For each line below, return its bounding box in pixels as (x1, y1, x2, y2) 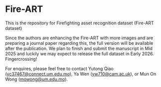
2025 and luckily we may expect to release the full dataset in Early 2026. (5, 51, 154, 57)
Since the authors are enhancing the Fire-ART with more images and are (5, 35, 153, 41)
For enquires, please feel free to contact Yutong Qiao (5, 66, 114, 72)
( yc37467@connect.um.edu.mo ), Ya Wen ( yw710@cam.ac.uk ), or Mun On (5, 71, 157, 77)
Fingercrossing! (5, 56, 37, 62)
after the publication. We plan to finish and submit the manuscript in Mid (5, 45, 153, 51)
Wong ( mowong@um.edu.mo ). (5, 76, 68, 82)
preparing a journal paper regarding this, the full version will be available (5, 40, 154, 46)
